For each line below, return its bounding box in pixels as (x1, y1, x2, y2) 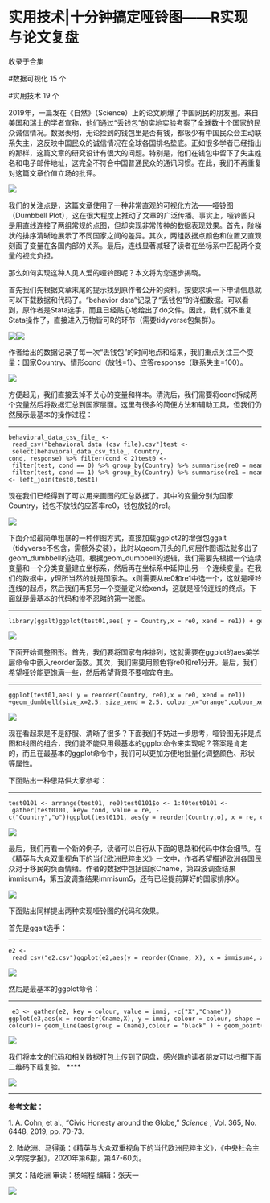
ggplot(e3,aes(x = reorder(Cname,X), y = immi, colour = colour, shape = (8, 1015, 261, 1023)
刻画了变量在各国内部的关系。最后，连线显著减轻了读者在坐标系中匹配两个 (8, 240, 255, 250)
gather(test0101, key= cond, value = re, (11, 806, 153, 814)
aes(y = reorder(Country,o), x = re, (130, 813, 257, 821)
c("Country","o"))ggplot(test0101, (8, 813, 128, 821)
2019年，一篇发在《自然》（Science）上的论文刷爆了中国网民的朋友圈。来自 (8, 107, 259, 118)
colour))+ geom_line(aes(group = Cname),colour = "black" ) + (8, 1021, 221, 1030)
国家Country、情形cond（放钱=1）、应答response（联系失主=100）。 (22, 357, 247, 367)
